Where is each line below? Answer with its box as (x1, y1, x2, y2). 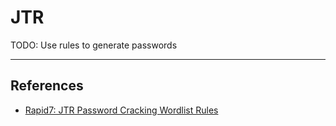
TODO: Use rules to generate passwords (10, 39, 178, 51)
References (10, 77, 84, 95)
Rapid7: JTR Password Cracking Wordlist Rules (24, 104, 219, 116)
